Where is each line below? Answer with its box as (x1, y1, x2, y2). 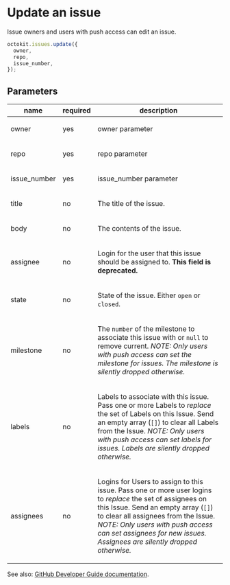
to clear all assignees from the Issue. (97, 512, 216, 521)
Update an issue (7, 5, 101, 21)
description (139, 106, 178, 115)
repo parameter (97, 149, 148, 159)
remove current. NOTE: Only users (97, 341, 208, 351)
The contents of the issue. (97, 224, 181, 233)
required (62, 106, 91, 115)
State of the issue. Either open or (97, 290, 201, 300)
